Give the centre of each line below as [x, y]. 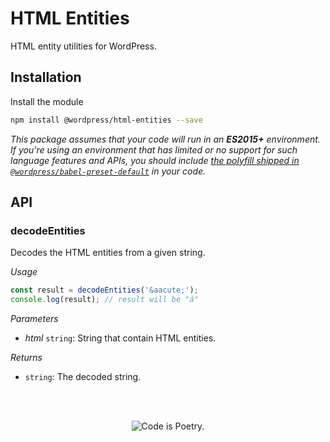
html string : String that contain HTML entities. [120, 338]
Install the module [47, 101]
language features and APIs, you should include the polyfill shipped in [155, 160]
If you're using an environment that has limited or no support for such [154, 149]
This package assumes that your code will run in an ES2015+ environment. [165, 139]
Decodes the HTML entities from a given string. [108, 253]
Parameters [34, 319]
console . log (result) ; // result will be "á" [104, 300]
